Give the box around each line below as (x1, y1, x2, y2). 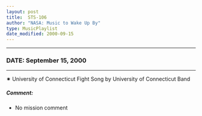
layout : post (6, 8, 39, 15)
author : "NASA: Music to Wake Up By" (6, 20, 101, 26)
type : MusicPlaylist (6, 25, 58, 32)
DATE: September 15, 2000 (6, 56, 87, 65)
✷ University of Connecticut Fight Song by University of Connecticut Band (6, 75, 191, 83)
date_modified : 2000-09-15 (6, 31, 74, 37)
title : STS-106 (6, 14, 47, 20)
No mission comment (14, 104, 68, 111)
